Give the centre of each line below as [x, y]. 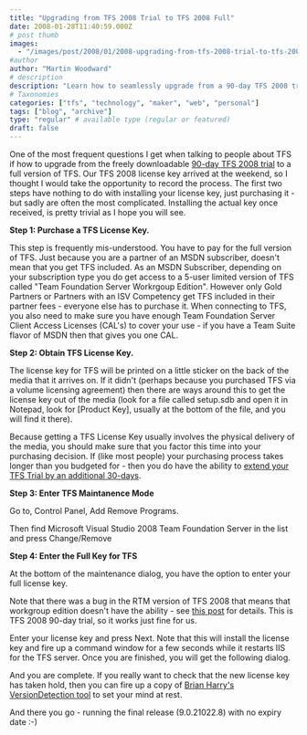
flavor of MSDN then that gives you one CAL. [94, 335]
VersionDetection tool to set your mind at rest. [96, 694]
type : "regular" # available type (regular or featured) [120, 120]
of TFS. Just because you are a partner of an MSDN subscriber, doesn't [145, 257]
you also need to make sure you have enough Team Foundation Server [143, 315]
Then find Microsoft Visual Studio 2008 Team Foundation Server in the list [149, 529]
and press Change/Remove [61, 538]
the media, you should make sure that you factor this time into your [136, 446]
